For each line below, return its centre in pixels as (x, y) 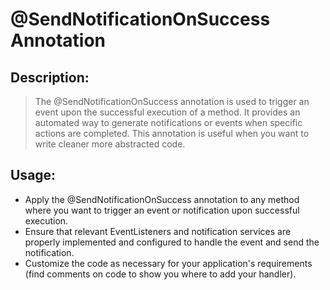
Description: (50, 77)
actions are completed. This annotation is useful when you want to (172, 133)
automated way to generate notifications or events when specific (168, 122)
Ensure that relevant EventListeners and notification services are (158, 231)
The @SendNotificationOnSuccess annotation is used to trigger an (172, 101)
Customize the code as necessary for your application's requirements (168, 263)
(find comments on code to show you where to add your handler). (160, 274)
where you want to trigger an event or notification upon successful (162, 210)
